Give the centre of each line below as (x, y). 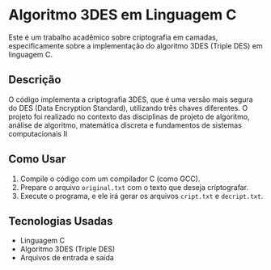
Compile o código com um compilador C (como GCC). (110, 179)
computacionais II (38, 133)
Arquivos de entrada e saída (67, 258)
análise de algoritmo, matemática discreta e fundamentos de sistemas (125, 125)
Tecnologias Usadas (61, 221)
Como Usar (37, 159)
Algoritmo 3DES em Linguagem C (123, 15)
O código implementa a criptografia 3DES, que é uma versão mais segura (131, 99)
